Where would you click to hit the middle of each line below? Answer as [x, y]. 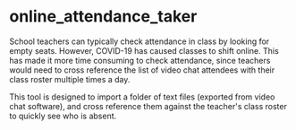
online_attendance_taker [103, 17]
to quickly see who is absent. [63, 116]
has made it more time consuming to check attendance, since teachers [140, 60]
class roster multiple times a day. [70, 79]
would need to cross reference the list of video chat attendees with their [142, 70]
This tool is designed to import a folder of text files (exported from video [142, 97]
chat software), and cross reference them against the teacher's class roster [148, 106]
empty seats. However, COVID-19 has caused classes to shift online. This [144, 50]
